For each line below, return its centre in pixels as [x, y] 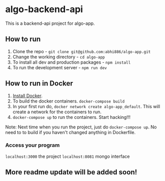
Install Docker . [27, 96]
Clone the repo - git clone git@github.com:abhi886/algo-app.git [81, 51]
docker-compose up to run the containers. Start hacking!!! [72, 117]
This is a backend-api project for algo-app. [50, 23]
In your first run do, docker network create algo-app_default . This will [86, 106]
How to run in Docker [39, 84]
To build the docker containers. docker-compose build [69, 101]
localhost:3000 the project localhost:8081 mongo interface [68, 156]
